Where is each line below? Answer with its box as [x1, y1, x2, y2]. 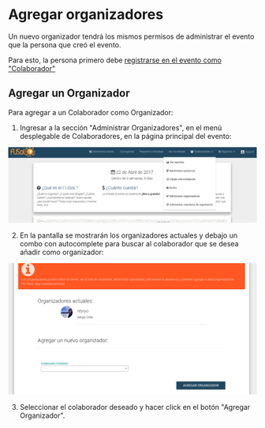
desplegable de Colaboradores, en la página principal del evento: [19, 131, 232, 141]
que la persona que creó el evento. [8, 39, 121, 49]
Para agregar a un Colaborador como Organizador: [8, 107, 174, 117]
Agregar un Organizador [8, 87, 130, 100]
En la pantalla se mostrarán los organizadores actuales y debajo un [19, 231, 238, 240]
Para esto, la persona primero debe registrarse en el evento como [8, 55, 222, 65]
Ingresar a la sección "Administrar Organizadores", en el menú [19, 122, 222, 132]
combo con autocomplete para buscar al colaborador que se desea [19, 238, 239, 248]
